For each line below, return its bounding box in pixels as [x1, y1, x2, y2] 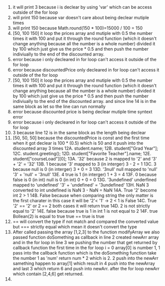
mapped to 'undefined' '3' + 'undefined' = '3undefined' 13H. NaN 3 [12, 182, 149, 188]
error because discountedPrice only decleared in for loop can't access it [12, 67, 160, 73]
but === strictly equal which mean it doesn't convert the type [12, 224, 137, 229]
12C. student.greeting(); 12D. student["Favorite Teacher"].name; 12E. [12, 151, 152, 157]
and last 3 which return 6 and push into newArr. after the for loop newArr [12, 266, 160, 271]
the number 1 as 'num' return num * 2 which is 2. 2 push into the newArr [12, 255, 159, 261]
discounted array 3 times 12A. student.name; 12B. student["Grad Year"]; [12, 145, 159, 151]
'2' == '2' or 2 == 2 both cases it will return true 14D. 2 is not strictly [12, 203, 150, 209]
